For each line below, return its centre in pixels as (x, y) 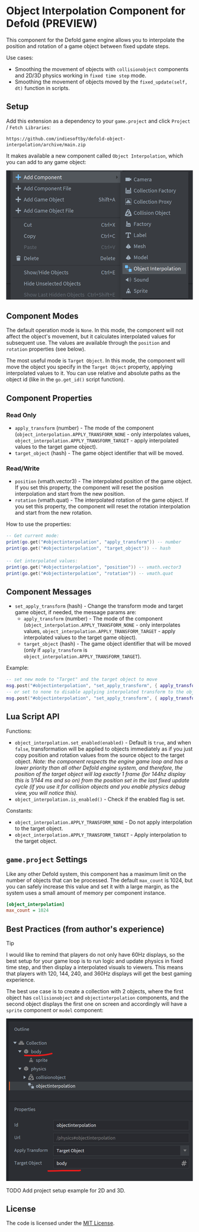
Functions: (19, 731)
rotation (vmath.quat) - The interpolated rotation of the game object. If (102, 500)
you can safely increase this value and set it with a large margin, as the (92, 886)
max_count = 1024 (28, 910)
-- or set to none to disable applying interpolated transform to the (95, 692)
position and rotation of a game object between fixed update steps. (88, 46)
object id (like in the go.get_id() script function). (66, 380)
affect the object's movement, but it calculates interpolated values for (91, 336)
